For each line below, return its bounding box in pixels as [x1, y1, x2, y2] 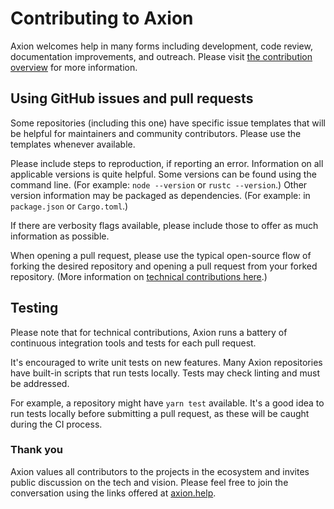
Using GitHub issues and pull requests [10, 90, 254, 107]
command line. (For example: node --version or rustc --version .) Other [10, 178, 308, 191]
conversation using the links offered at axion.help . [10, 487, 217, 499]
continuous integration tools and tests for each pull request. [10, 337, 257, 349]
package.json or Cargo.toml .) [10, 200, 129, 212]
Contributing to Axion [10, 7, 194, 30]
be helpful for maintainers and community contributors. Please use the [10, 127, 302, 139]
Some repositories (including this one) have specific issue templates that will [10, 117, 326, 129]
